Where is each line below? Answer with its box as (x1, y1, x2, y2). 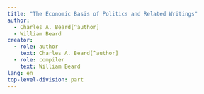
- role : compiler (13, 57, 65, 64)
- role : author (13, 43, 59, 50)
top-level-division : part (7, 76, 84, 83)
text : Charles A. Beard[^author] (20, 50, 119, 57)
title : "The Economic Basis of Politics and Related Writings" (7, 10, 198, 18)
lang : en (7, 69, 33, 76)
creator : (7, 37, 33, 44)
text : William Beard (20, 63, 81, 70)
